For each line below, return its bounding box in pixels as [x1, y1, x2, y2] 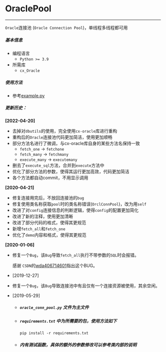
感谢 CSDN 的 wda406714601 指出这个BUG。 [12, 262, 98, 268]
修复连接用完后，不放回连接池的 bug [12, 195, 84, 201]
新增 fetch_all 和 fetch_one [12, 226, 66, 232]
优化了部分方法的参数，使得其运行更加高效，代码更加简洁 [12, 168, 129, 174]
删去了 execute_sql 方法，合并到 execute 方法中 [12, 162, 105, 168]
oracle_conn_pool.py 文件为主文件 [19, 304, 89, 310]
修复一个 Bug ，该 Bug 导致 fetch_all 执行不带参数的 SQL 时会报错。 [12, 252, 139, 258]
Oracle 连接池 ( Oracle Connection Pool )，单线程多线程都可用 [5, 24, 128, 30]
